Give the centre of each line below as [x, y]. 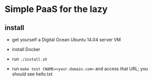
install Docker [26, 49]
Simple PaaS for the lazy [56, 9]
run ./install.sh [29, 59]
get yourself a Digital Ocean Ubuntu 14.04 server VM [66, 39]
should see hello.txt [32, 74]
